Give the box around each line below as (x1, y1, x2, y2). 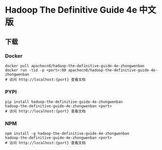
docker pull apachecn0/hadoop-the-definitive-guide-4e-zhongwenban (5, 63, 145, 68)
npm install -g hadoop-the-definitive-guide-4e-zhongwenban (5, 131, 130, 136)
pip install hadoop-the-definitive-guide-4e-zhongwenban (5, 99, 123, 105)
